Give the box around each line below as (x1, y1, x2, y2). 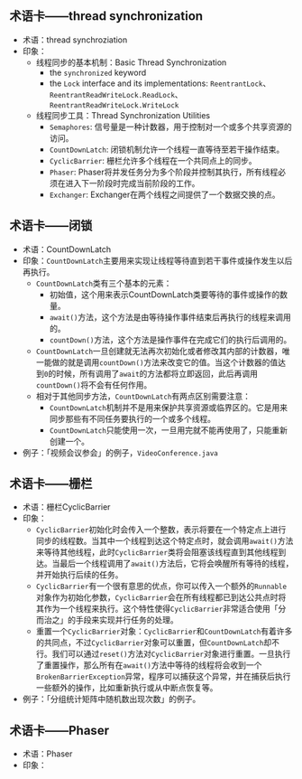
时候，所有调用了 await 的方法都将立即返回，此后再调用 (55, 368, 259, 379)
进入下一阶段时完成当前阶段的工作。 (65, 177, 200, 188)
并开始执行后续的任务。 (35, 569, 124, 580)
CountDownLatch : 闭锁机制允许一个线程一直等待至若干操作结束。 (49, 144, 285, 155)
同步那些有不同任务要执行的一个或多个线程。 (49, 413, 216, 424)
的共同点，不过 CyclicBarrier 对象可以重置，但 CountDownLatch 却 (35, 637, 272, 648)
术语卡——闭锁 (9, 218, 93, 233)
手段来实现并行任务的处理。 (75, 615, 178, 625)
